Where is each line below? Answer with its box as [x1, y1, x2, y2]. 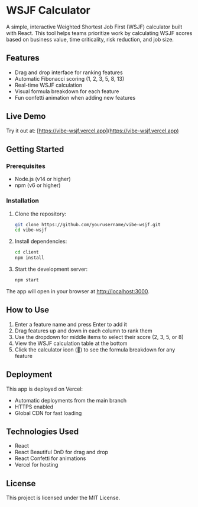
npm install [14, 255, 44, 261]
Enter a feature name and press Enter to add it [14, 321, 127, 328]
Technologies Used [6, 426, 79, 436]
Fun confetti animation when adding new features [14, 94, 136, 101]
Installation [6, 197, 40, 205]
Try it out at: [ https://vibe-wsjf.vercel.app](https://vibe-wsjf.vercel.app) [6, 127, 179, 134]
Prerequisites [6, 161, 46, 170]
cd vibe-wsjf [14, 227, 47, 233]
